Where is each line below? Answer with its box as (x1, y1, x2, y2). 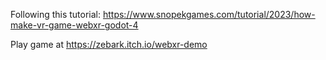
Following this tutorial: (10, 9, 102, 20)
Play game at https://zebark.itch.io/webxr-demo (10, 39, 208, 50)
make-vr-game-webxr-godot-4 (10, 19, 139, 31)
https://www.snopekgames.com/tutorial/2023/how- (102, 9, 316, 20)
